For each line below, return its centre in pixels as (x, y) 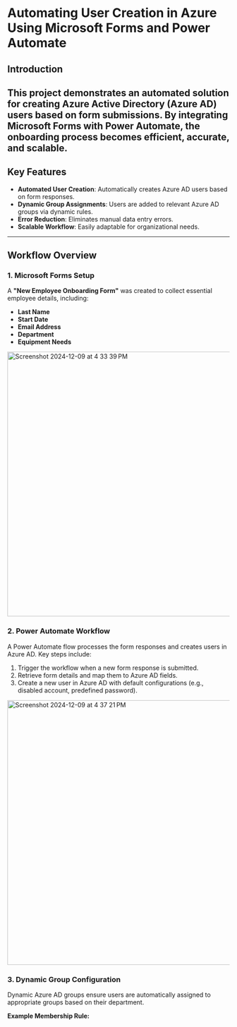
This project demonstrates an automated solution (118, 93)
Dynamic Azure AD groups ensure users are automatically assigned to (109, 995)
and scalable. (38, 148)
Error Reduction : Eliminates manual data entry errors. (96, 219)
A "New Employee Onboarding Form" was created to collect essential (110, 291)
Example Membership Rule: (49, 1016)
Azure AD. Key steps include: (49, 654)
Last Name (34, 312)
